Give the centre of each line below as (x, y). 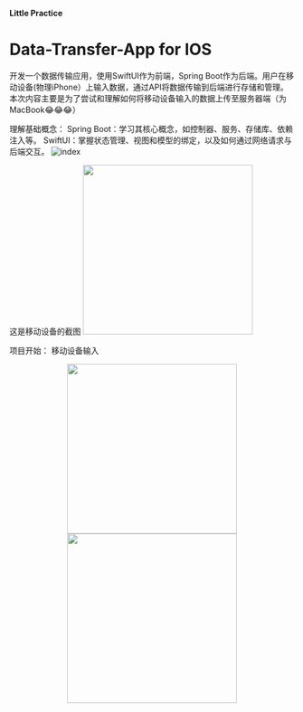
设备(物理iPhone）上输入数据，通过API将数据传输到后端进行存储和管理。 (152, 87)
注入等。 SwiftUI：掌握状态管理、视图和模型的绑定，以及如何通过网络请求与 (151, 140)
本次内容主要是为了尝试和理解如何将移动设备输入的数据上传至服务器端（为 (148, 98)
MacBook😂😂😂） (45, 109)
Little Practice (36, 13)
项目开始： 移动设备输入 (54, 350)
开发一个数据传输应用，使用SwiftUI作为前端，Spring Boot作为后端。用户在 (148, 75)
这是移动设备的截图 (45, 331)
